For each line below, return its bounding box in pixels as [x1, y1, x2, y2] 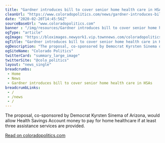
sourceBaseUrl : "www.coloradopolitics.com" [5, 21, 96, 26]
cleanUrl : [5, 12, 26, 17]
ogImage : [5, 35, 23, 40]
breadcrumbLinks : [5, 85, 41, 90]
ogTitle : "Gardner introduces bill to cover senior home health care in [5, 39, 157, 44]
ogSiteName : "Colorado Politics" [5, 48, 74, 53]
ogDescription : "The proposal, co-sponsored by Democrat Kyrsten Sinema [5, 44, 157, 49]
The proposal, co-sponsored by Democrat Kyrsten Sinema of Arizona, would [5, 112, 160, 118]
